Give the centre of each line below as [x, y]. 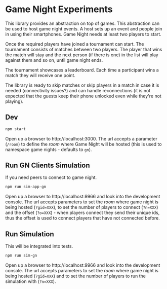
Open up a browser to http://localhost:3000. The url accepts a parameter [81, 138]
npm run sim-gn [21, 256]
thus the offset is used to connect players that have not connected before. [83, 218]
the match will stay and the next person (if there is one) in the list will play [82, 55]
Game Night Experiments [59, 9]
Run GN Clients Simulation [48, 166]
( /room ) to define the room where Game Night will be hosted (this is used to [83, 144]
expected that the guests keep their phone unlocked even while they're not [83, 96]
